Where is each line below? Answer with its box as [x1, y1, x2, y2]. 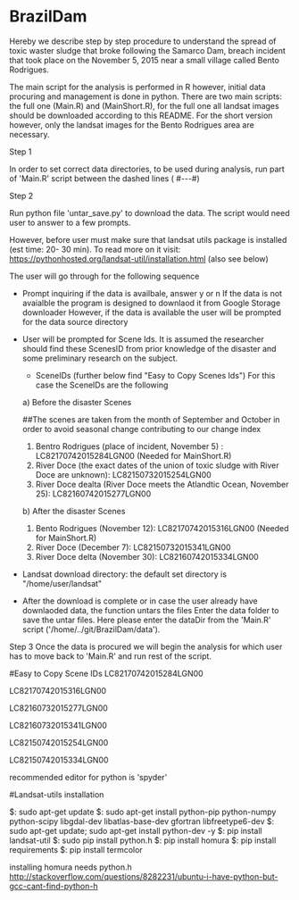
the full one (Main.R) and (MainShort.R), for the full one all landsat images [9, 100, 279, 111]
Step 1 [9, 146, 32, 157]
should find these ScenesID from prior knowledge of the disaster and [21, 343, 277, 354]
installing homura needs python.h [9, 862, 132, 872]
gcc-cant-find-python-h [9, 880, 98, 891]
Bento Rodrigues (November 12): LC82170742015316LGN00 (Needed [35, 522, 289, 533]
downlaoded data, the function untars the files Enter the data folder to [21, 604, 279, 615]
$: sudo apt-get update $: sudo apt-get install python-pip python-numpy [9, 806, 277, 817]
